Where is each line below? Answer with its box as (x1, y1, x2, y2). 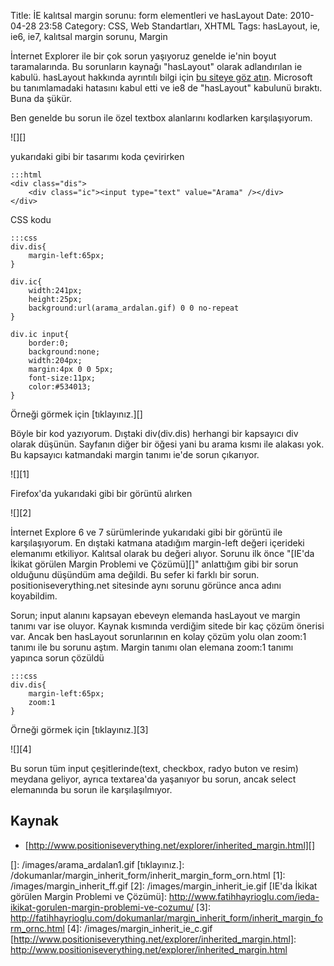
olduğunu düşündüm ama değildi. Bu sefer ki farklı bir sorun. (10, 569, 260, 580)
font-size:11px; (28, 373, 97, 383)
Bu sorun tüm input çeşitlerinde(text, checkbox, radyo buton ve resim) (10, 763, 299, 774)
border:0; (28, 338, 70, 348)
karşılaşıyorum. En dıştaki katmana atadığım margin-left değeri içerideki (10, 537, 305, 549)
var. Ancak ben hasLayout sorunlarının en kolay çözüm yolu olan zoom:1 (10, 631, 307, 642)
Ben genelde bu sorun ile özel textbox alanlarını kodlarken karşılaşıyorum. (10, 112, 313, 124)
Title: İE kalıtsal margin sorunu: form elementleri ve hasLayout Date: (10, 10, 288, 21)
